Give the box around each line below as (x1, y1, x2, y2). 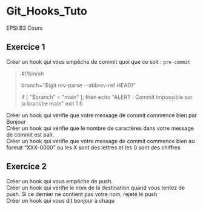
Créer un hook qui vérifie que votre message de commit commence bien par (6, 111, 197, 119)
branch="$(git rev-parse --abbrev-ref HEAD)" (21, 81, 136, 89)
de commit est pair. (6, 130, 55, 138)
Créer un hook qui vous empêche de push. (6, 177, 113, 185)
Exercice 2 (6, 161, 47, 172)
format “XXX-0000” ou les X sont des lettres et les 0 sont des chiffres (6, 144, 181, 151)
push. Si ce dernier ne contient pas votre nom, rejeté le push (6, 190, 158, 198)
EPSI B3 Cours (6, 24, 43, 32)
